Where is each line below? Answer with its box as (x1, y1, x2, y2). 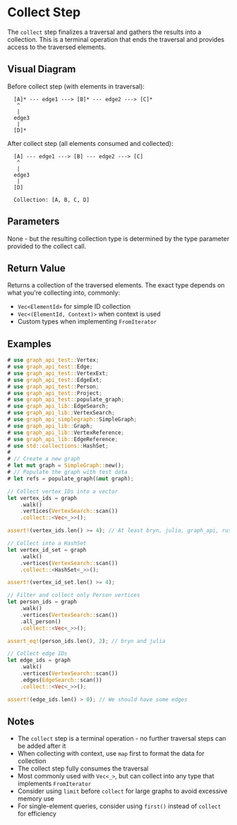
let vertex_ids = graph (7, 494, 78, 501)
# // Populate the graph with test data (7, 469, 128, 476)
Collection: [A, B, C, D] (13, 196, 90, 203)
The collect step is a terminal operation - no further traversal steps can (17, 734, 226, 743)
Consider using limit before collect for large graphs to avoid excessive (17, 787, 228, 795)
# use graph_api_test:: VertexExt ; (7, 370, 109, 377)
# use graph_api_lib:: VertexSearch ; (7, 409, 115, 416)
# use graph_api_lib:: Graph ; (7, 422, 93, 429)
